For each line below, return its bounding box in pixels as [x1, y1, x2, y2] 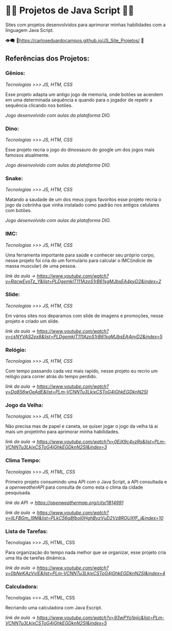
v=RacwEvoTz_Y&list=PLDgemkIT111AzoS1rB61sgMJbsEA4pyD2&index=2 [5, 278, 162, 284]
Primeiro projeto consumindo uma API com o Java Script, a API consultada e [5, 478, 167, 485]
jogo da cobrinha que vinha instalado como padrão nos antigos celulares [5, 202, 160, 208]
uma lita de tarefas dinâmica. [5, 555, 67, 561]
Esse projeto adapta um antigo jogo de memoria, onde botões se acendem [5, 91, 163, 97]
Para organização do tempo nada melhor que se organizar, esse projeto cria [5, 549, 166, 555]
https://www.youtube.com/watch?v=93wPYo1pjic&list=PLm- [36, 615, 165, 621]
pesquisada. [5, 489, 32, 495]
